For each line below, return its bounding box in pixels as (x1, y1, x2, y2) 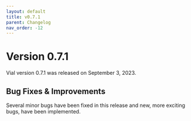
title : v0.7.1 (6, 14, 41, 20)
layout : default (6, 8, 46, 15)
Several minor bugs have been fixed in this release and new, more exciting (6, 102, 186, 109)
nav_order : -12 (6, 25, 43, 31)
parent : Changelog (6, 19, 51, 25)
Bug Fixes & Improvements (6, 86, 105, 96)
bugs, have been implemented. (6, 108, 81, 115)
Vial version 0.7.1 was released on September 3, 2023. (6, 70, 137, 77)
